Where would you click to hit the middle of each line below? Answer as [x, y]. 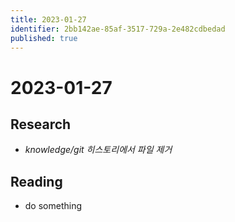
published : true [44, 38]
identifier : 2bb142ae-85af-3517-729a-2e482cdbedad [118, 29]
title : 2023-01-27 [48, 19]
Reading [36, 181]
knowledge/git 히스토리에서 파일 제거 [98, 150]
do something [53, 206]
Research [41, 124]
